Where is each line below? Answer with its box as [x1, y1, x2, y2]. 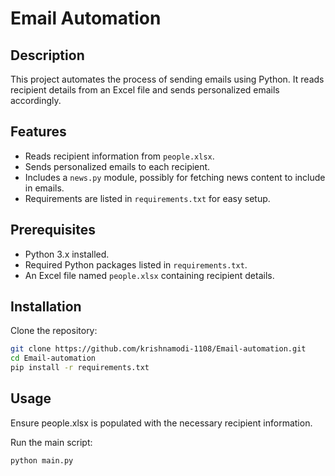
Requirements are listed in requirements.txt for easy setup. [24, 192, 271, 204]
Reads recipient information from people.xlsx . [24, 150, 215, 162]
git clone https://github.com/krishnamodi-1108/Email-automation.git [10, 344, 307, 354]
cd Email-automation [10, 353, 97, 364]
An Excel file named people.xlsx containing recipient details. [24, 269, 275, 281]
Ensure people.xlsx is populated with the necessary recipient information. [10, 417, 313, 429]
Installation [10, 298, 82, 316]
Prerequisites [10, 222, 96, 239]
